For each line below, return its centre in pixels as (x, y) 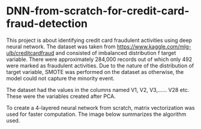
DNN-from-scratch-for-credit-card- (98, 11)
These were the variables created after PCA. (61, 96)
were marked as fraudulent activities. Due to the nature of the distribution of (100, 65)
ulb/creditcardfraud (30, 53)
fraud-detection (47, 24)
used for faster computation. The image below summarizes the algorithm (96, 114)
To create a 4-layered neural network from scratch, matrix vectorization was (100, 107)
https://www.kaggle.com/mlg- (154, 47)
